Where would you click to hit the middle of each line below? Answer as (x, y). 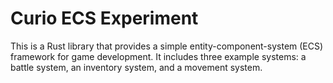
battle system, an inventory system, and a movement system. (136, 67)
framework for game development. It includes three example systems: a (158, 56)
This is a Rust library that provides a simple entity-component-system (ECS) (167, 46)
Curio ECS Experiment (104, 18)
